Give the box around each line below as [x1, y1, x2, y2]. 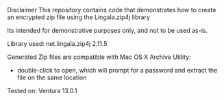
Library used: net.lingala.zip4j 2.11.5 [7, 40, 108, 47]
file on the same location [16, 73, 87, 82]
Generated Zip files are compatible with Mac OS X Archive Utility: [7, 53, 191, 61]
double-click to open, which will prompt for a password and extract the [16, 66, 218, 74]
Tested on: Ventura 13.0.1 [7, 87, 77, 95]
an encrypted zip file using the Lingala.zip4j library [7, 13, 151, 21]
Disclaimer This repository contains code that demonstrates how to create [7, 6, 216, 14]
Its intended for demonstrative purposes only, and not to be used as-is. [7, 27, 208, 34]
